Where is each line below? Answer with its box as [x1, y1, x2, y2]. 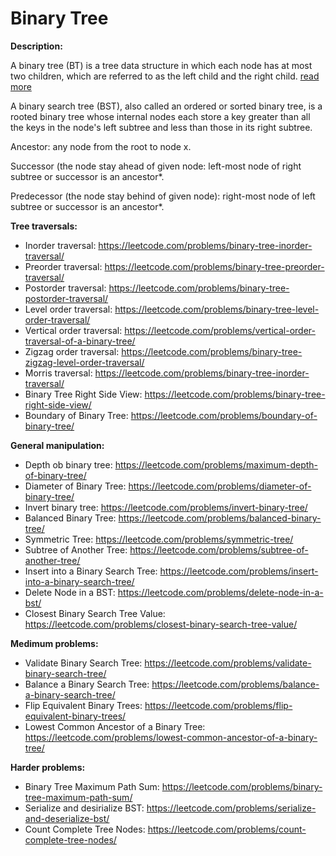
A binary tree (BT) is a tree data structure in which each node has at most [10, 59, 313, 71]
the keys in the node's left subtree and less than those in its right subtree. [10, 121, 313, 133]
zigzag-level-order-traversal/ [24, 356, 145, 368]
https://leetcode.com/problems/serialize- [146, 802, 317, 814]
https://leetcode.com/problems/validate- [144, 657, 312, 669]
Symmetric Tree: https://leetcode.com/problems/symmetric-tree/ [24, 533, 294, 545]
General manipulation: [10, 439, 105, 451]
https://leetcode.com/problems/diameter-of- [128, 480, 312, 492]
